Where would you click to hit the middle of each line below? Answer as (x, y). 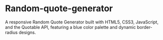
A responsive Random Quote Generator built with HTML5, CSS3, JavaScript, (82, 22)
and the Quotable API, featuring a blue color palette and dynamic (70, 27)
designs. (27, 32)
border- (145, 27)
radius (12, 32)
